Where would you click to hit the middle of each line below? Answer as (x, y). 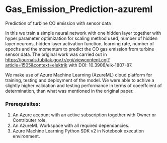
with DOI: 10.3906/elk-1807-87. (101, 65)
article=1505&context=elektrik (36, 65)
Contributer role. (29, 120)
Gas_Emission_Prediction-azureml (79, 9)
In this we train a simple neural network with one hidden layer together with (83, 33)
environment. (26, 136)
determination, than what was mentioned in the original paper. (69, 91)
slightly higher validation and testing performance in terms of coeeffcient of (83, 85)
